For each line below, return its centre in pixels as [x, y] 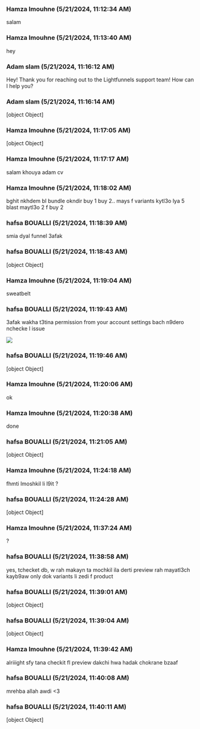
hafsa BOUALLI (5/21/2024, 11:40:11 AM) [66, 707]
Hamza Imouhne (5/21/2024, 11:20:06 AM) [70, 384]
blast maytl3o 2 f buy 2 [35, 207]
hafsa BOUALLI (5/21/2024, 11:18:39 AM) [67, 223]
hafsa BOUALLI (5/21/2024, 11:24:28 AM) [67, 499]
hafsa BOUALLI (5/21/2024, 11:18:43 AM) [67, 252]
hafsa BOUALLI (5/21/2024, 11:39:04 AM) [68, 621]
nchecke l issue [26, 329]
